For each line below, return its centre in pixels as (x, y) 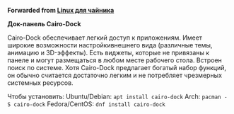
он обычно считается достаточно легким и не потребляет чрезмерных (115, 75)
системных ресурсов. (40, 83)
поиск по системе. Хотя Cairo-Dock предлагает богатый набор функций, (117, 68)
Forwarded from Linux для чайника (61, 10)
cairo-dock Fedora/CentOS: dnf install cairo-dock (90, 104)
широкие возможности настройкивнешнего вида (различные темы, (110, 45)
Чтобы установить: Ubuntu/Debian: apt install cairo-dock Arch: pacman (114, 96)
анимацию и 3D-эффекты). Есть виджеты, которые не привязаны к (109, 53)
